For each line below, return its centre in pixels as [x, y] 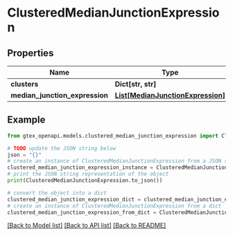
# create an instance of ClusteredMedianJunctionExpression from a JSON [114, 161]
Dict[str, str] [136, 84]
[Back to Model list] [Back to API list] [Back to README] [87, 226]
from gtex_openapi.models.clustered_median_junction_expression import [113, 136]
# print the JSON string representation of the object [88, 174]
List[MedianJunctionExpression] [170, 95]
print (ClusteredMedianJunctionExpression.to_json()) [85, 181]
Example [26, 120]
